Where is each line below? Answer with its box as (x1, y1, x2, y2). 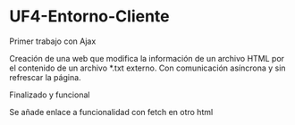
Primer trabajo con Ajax (9, 36, 97, 46)
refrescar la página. (9, 71, 82, 82)
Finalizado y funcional (9, 89, 90, 100)
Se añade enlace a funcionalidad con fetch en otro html (9, 106, 214, 117)
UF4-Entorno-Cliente (9, 6, 170, 27)
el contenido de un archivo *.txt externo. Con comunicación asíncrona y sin (9, 62, 286, 73)
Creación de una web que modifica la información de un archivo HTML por (9, 53, 284, 63)
